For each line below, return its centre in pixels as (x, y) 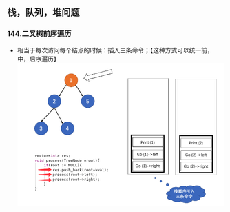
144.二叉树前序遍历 (39, 34)
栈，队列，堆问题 (43, 12)
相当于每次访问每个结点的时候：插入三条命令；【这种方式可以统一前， (115, 50)
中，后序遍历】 (38, 59)
